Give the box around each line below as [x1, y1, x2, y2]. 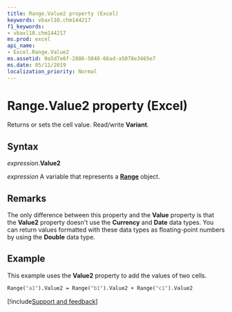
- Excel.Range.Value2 [7, 49, 70, 56]
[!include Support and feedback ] [7, 297, 98, 305]
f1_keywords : [7, 23, 45, 30]
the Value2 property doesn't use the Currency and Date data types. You [7, 219, 214, 227]
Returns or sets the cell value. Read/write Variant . [7, 120, 149, 129]
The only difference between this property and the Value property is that [7, 211, 215, 219]
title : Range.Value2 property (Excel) [7, 10, 119, 17]
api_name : [7, 42, 36, 49]
